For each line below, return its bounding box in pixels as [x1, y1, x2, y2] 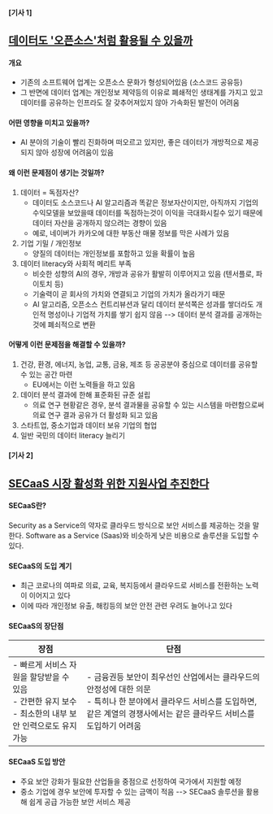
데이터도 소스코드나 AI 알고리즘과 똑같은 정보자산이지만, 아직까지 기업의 [32, 198, 258, 207]
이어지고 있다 [28, 590, 71, 601]
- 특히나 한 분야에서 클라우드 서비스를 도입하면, [86, 696, 258, 707]
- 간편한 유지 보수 [12, 696, 77, 707]
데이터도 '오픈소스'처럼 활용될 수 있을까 [8, 33, 193, 47]
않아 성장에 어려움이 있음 [35, 147, 114, 158]
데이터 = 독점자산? [19, 187, 80, 197]
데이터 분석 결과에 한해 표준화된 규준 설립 [19, 390, 151, 399]
